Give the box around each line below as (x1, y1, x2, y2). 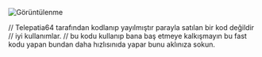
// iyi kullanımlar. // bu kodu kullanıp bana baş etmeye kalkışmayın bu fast (8, 32, 248, 40)
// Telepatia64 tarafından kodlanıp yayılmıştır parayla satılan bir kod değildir (8, 23, 255, 32)
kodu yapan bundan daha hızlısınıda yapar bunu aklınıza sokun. (8, 40, 216, 49)
